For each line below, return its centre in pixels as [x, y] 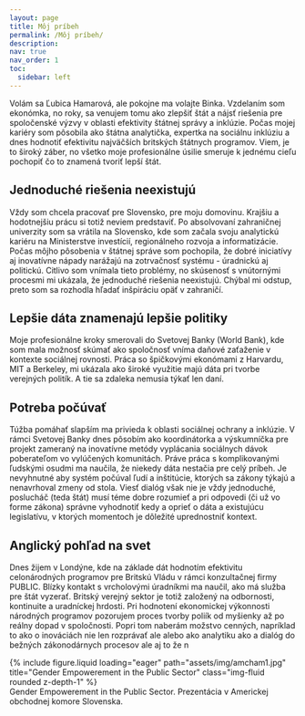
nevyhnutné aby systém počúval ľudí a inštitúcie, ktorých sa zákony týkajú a [152, 478]
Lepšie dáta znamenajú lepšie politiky [119, 318]
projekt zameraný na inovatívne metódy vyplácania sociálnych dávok [139, 449]
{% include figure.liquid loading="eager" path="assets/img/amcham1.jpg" [148, 663]
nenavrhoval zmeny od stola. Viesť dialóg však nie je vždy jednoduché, [142, 488]
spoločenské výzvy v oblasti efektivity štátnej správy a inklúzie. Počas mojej [152, 122]
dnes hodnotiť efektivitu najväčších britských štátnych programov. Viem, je [149, 141]
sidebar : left [44, 78]
